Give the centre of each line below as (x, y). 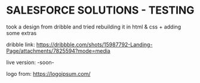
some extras (21, 33)
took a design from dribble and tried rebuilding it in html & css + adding (94, 27)
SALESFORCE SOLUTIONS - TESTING (100, 10)
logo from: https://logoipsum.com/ (48, 74)
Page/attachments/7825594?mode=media (58, 50)
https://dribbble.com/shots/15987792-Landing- (94, 44)
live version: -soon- (30, 62)
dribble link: (21, 44)
